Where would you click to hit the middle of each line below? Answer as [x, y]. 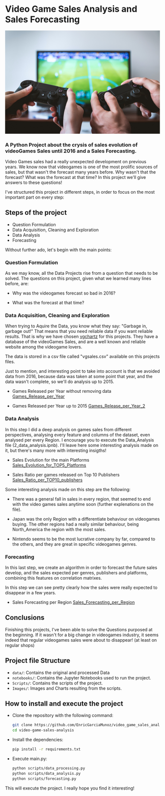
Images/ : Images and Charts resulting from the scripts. [67, 688]
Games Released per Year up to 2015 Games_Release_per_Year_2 [79, 406]
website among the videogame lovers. [44, 347]
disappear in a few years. [31, 592]
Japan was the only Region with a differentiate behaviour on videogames [86, 519]
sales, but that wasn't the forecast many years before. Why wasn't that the [81, 172]
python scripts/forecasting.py [44, 779]
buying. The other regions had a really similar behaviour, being [75, 524]
